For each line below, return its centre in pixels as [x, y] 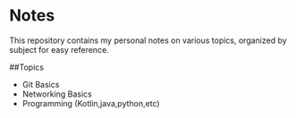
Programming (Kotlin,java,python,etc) [91, 103]
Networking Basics [57, 94]
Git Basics [41, 84]
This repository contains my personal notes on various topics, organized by [148, 40]
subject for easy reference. [59, 49]
